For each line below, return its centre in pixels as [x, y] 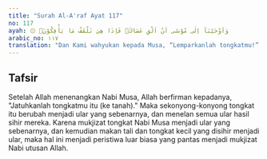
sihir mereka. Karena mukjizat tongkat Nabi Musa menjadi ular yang [119, 122]
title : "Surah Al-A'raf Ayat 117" [66, 16]
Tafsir [23, 78]
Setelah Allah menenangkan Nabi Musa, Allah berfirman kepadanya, [120, 97]
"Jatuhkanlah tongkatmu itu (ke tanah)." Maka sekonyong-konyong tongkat [132, 105]
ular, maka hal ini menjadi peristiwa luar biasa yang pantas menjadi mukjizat [133, 139]
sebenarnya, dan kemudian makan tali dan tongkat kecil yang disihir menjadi [134, 131]
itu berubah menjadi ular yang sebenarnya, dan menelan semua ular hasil [129, 113]
